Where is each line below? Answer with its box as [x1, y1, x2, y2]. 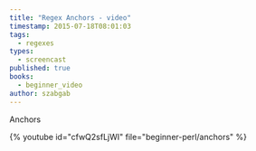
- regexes [17, 38, 54, 48]
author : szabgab [9, 89, 71, 98]
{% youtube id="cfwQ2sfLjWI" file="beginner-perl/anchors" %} [9, 131, 247, 142]
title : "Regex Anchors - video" [9, 13, 131, 23]
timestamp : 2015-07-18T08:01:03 [9, 22, 131, 31]
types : [9, 47, 34, 56]
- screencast [17, 55, 67, 64]
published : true [9, 64, 71, 73]
